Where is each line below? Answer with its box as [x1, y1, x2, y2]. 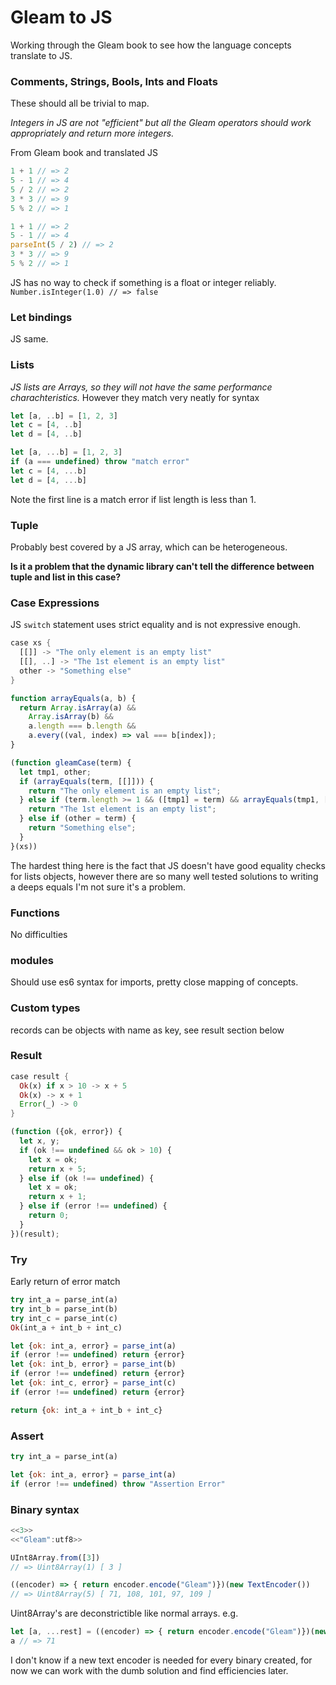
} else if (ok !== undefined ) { [19, 1173, 155, 1183]
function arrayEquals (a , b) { [10, 693, 137, 703]
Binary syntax [10, 1502, 80, 1516]
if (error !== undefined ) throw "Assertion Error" [10, 1479, 226, 1489]
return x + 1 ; [28, 1192, 87, 1202]
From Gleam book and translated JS [10, 147, 159, 159]
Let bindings [10, 310, 73, 324]
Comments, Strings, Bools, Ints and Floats [10, 74, 218, 88]
